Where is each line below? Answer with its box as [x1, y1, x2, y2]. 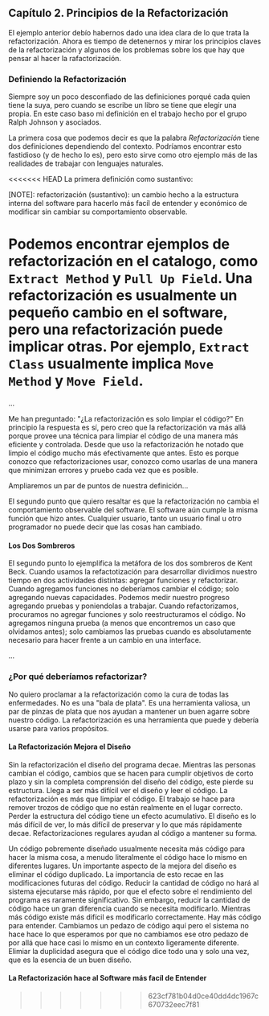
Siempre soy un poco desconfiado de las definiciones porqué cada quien [8, 92, 251, 101]
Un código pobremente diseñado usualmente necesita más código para [8, 844, 246, 854]
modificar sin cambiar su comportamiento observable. [8, 207, 188, 216]
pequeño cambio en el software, [8, 303, 228, 322]
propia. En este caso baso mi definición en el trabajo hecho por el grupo [8, 109, 247, 119]
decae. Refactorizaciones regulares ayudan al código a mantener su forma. [8, 828, 258, 837]
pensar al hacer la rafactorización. [8, 53, 122, 63]
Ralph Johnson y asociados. [8, 117, 102, 127]
